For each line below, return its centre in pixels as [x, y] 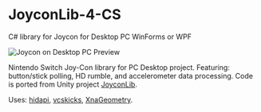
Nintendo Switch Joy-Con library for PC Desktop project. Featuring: [119, 67]
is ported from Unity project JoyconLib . [73, 84]
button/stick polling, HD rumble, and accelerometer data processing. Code [131, 75]
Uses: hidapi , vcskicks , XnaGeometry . [71, 99]
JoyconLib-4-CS [65, 15]
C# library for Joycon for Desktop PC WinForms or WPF [100, 37]
